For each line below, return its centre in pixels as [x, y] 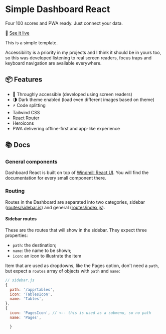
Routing [15, 191]
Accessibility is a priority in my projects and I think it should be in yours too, [83, 52]
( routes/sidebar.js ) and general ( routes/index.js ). [55, 207]
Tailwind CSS [26, 112]
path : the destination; [34, 245]
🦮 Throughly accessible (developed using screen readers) [72, 94]
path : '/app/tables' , [32, 289]
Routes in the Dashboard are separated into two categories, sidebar [75, 202]
